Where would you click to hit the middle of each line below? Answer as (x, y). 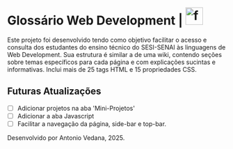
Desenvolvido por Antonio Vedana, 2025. (66, 138)
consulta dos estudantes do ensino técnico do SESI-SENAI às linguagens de (116, 47)
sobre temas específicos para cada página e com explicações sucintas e (111, 62)
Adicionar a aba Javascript (56, 116)
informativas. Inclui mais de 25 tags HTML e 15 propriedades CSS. (102, 69)
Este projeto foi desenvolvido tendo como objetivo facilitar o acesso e (107, 40)
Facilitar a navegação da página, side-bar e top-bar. (92, 124)
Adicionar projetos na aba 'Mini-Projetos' (76, 108)
